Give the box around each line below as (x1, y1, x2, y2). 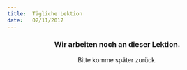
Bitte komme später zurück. (77, 55, 157, 64)
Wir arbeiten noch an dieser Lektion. (54, 40, 181, 50)
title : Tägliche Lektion (7, 10, 82, 17)
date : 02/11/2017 (7, 17, 64, 24)
